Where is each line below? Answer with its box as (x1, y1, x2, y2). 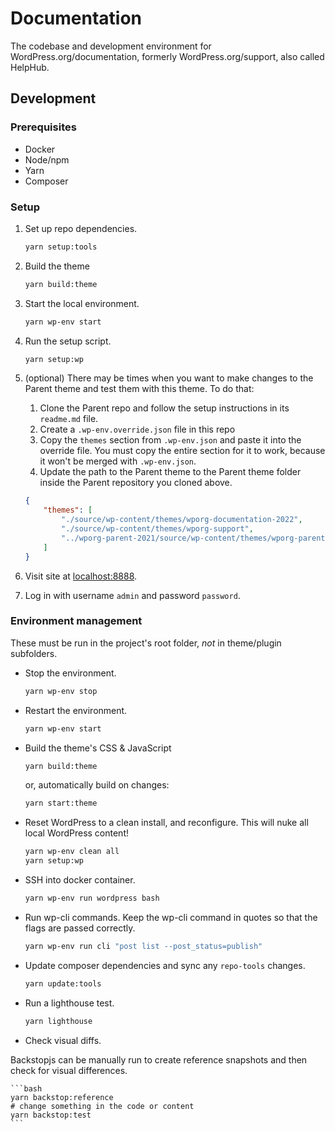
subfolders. (10, 647, 58, 659)
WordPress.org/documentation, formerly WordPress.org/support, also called (10, 50, 325, 62)
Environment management (10, 614, 143, 628)
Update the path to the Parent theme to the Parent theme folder (39, 466, 302, 478)
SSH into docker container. (24, 874, 136, 886)
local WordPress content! (24, 827, 130, 839)
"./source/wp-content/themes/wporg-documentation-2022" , (61, 515, 303, 525)
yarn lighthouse (24, 1016, 93, 1026)
